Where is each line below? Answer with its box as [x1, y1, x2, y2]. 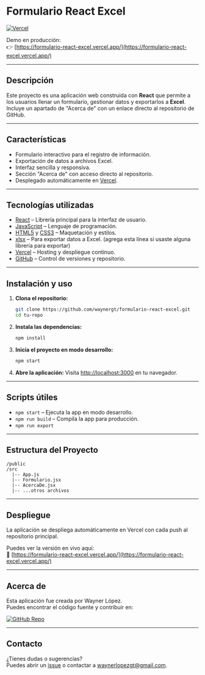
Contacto [6, 639, 43, 649]
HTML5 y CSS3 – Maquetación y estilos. [15, 229, 117, 236]
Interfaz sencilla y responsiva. [15, 164, 91, 171]
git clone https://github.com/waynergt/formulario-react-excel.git [15, 306, 190, 312]
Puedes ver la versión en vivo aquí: [6, 544, 95, 552]
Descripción [6, 75, 54, 86]
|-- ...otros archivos [12, 488, 70, 494]
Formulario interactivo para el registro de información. [15, 151, 151, 158]
